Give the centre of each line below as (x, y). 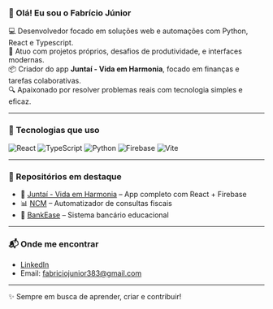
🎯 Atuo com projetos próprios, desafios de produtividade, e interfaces (125, 51)
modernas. (26, 60)
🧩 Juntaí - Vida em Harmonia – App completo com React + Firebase (133, 194)
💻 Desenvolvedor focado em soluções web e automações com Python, (128, 31)
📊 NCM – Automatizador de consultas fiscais (96, 203)
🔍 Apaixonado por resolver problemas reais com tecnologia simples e (126, 90)
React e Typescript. (41, 43)
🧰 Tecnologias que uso (54, 131)
